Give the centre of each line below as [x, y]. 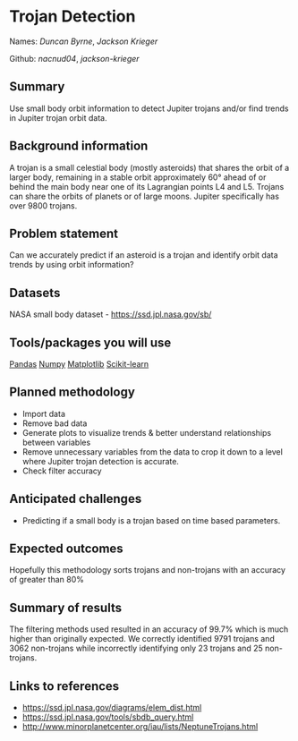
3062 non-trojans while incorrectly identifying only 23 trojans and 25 [136, 648]
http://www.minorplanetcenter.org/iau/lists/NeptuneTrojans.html [140, 727]
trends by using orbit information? [72, 265]
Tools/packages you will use [90, 342]
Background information [79, 146]
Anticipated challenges [76, 499]
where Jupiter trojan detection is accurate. [100, 461]
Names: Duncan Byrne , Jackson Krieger [84, 41]
